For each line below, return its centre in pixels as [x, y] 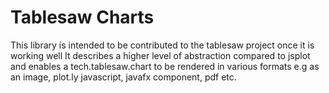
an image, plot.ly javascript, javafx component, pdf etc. [123, 77]
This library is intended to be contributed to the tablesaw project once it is [162, 45]
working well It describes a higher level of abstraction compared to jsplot [160, 55]
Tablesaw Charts [82, 17]
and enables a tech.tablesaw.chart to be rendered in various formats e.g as [165, 66]
